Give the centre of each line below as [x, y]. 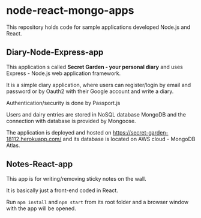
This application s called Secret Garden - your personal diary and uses [94, 67]
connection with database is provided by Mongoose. [71, 121]
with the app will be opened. [41, 208]
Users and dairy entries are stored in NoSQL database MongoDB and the [96, 114]
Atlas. [13, 145]
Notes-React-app [40, 164]
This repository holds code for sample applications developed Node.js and [98, 27]
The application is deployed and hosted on [59, 132]
